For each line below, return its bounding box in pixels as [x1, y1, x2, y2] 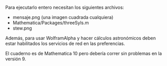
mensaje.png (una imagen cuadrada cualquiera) [12, 14, 114, 20]
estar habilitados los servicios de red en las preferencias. [5, 40, 125, 47]
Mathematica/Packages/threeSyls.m [12, 20, 89, 26]
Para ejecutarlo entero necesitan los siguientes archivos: [5, 5, 124, 10]
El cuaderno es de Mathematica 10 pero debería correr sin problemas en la [5, 51, 162, 56]
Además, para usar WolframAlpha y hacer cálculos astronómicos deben [5, 35, 156, 41]
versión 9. [5, 56, 26, 62]
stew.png [12, 25, 32, 31]
